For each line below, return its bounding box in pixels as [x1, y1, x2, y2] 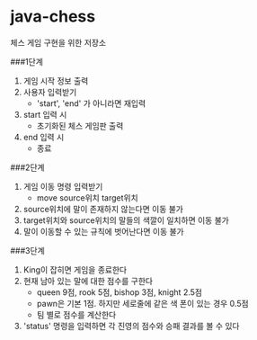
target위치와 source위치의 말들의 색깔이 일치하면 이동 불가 [22, 214, 230, 226]
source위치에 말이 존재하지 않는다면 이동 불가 [22, 203, 183, 214]
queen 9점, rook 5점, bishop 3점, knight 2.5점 [36, 286, 203, 298]
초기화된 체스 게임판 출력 [36, 120, 124, 131]
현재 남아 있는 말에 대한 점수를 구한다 [22, 275, 154, 286]
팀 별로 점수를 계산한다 [36, 309, 117, 320]
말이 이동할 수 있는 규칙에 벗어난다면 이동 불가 [22, 226, 184, 237]
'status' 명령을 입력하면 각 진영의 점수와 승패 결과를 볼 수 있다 [22, 320, 240, 331]
